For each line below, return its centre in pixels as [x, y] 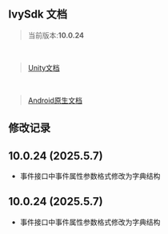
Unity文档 [44, 67]
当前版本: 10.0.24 [56, 35]
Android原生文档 [55, 100]
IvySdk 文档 [38, 14]
